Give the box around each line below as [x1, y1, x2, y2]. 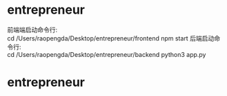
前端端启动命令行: [7, 25, 58, 34]
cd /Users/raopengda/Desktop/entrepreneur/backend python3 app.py [7, 50, 206, 58]
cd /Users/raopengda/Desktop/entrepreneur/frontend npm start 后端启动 [7, 34, 215, 43]
